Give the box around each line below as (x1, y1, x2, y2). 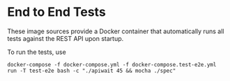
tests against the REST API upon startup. (7, 34, 124, 42)
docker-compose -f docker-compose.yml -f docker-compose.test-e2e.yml (7, 61, 217, 68)
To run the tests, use (7, 48, 66, 56)
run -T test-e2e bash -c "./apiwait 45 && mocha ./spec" (7, 67, 176, 74)
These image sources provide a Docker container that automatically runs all (7, 27, 224, 35)
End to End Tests (7, 4, 106, 20)
